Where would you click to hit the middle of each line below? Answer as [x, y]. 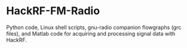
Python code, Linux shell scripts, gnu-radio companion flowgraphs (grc [94, 27]
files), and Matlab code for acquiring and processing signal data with [91, 33]
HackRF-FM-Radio [53, 11]
